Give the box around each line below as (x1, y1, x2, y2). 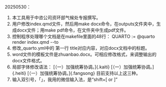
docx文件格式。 (12, 58, 45, 63)
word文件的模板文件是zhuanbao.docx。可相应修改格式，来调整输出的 (12, 51, 157, 57)
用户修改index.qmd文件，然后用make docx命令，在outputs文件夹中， (12, 21, 157, 27)
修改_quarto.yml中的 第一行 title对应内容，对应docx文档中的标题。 (12, 45, 150, 51)
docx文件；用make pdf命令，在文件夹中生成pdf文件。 (16, 27, 129, 33)
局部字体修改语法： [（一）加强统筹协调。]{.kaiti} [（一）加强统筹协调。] (12, 64, 154, 70)
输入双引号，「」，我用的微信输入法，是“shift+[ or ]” (12, 76, 118, 82)
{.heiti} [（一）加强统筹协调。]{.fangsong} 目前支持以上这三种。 (12, 70, 141, 76)
